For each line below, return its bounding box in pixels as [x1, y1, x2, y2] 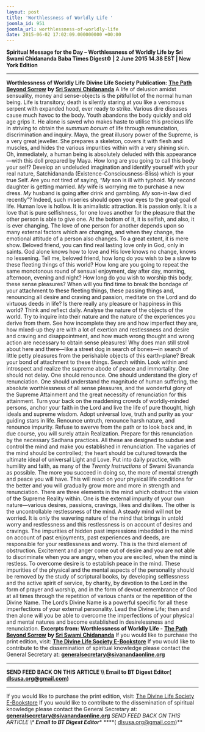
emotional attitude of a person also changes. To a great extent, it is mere [6, 235, 189, 242]
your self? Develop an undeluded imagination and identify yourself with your [6, 163, 198, 171]
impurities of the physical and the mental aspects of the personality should [6, 566, 194, 574]
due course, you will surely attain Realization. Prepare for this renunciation [6, 430, 193, 437]
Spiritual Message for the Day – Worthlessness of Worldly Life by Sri [6, 48, 183, 56]
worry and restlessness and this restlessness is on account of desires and [6, 521, 193, 528]
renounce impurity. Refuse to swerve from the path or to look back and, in [6, 423, 192, 431]
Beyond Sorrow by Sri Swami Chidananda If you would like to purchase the [6, 631, 198, 639]
